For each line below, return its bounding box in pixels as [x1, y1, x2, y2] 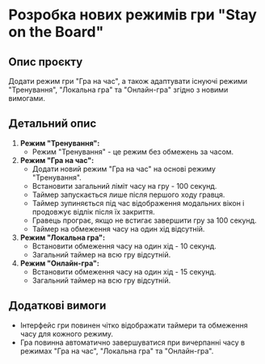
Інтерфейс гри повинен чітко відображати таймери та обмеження [19, 320, 248, 330]
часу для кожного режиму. [19, 328, 114, 338]
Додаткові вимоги [8, 299, 107, 312]
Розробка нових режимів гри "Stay [8, 6, 257, 24]
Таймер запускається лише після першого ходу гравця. [32, 190, 225, 199]
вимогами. [8, 94, 46, 103]
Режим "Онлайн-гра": [19, 258, 99, 268]
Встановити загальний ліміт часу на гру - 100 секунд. [32, 181, 217, 190]
